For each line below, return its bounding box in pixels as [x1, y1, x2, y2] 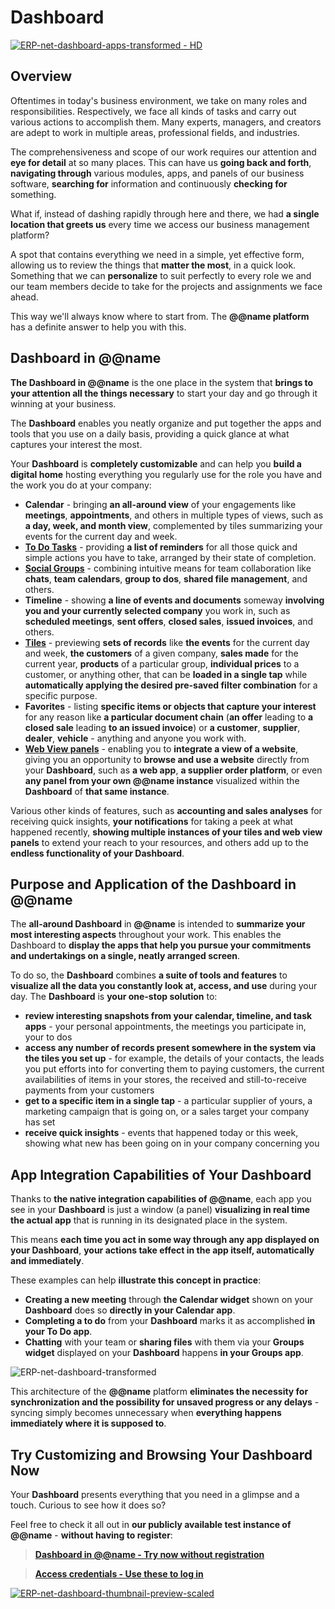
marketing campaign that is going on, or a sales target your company [24, 1106, 310, 1118]
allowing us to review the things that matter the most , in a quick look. [10, 259, 297, 271]
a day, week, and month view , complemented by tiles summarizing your [24, 519, 323, 531]
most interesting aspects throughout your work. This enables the [10, 929, 282, 941]
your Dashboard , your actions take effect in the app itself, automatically [10, 1244, 315, 1256]
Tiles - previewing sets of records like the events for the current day [24, 636, 310, 648]
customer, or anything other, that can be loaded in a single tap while [24, 668, 308, 680]
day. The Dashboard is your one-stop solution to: [10, 991, 218, 1003]
